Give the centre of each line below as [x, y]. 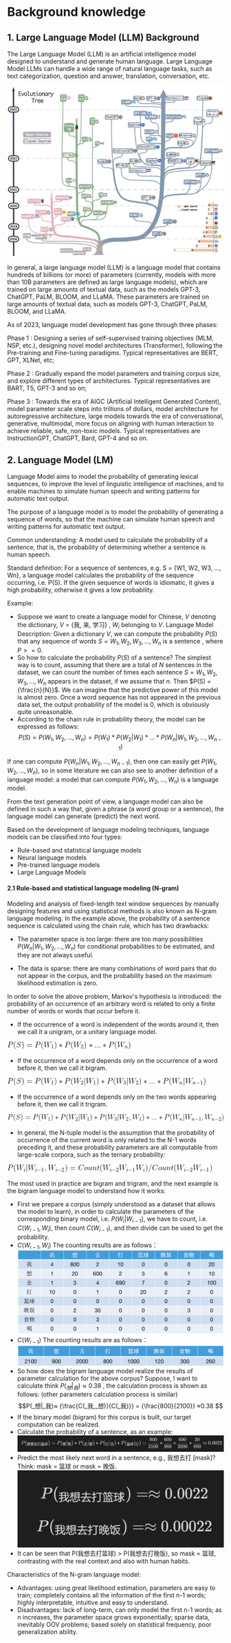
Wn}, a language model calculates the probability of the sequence [101, 575]
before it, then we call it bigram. [62, 1068]
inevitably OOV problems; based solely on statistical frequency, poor [114, 1624]
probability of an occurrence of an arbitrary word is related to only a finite [111, 1004]
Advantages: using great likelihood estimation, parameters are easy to [116, 1588]
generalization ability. [47, 1631]
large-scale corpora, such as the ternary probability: [91, 1155]
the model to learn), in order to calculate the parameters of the [106, 1212]
